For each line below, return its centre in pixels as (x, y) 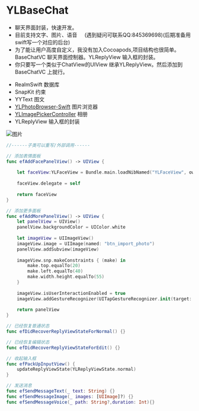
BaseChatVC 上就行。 (41, 72)
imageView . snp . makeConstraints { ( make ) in (71, 260)
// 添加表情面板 (23, 156)
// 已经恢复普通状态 (28, 326)
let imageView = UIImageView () (55, 238)
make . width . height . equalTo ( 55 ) (66, 277)
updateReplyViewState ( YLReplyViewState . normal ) (76, 370)
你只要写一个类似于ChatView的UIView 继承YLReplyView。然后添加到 (99, 64)
